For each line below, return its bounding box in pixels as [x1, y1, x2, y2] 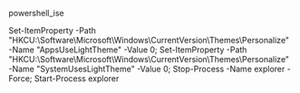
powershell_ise [8, 8, 64, 18]
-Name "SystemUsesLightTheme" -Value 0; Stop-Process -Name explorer [8, 63, 285, 74]
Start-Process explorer [34, 73, 120, 84]
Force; [8, 73, 33, 84]
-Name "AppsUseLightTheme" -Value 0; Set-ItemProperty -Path [8, 44, 247, 55]
